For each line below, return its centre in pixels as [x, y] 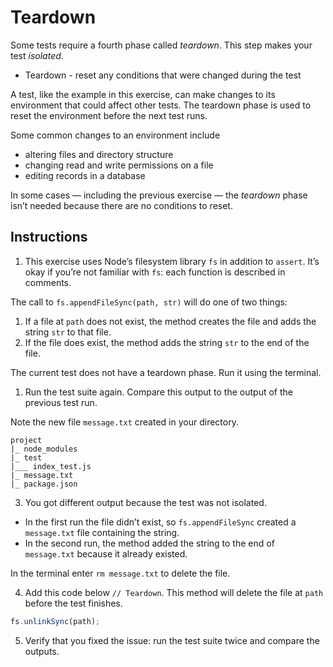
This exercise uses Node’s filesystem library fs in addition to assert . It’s [172, 261]
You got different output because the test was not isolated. [145, 502]
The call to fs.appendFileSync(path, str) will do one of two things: [149, 302]
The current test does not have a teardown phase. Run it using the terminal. [166, 372]
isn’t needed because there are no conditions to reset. [121, 205]
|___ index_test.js [51, 466]
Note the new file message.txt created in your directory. [124, 422]
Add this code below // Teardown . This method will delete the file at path [174, 592]
